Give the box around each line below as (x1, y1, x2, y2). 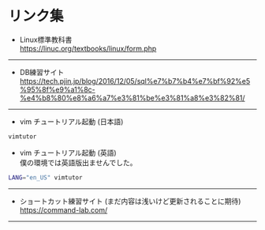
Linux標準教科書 (19, 35, 73, 44)
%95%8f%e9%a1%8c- (19, 85, 96, 94)
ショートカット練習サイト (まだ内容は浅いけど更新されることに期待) (19, 196, 241, 205)
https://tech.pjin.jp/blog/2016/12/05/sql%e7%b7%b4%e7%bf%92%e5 (19, 76, 251, 85)
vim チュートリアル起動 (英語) (19, 148, 117, 157)
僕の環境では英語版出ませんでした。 (19, 157, 137, 167)
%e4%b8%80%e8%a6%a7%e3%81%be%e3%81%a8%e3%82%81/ (19, 92, 246, 103)
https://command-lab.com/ (19, 205, 108, 214)
